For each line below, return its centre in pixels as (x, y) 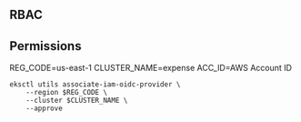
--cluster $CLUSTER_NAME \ (77, 101)
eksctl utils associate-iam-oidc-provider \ (95, 85)
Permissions (45, 46)
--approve (45, 108)
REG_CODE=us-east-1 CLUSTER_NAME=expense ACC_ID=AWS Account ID (151, 68)
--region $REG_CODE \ (66, 93)
